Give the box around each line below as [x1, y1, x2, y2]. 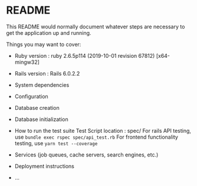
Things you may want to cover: [6, 41, 81, 48]
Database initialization [14, 116, 69, 123]
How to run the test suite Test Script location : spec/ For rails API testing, [14, 127, 192, 134]
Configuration [14, 93, 48, 100]
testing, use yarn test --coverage [14, 139, 98, 146]
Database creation [14, 104, 60, 111]
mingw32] [14, 58, 40, 66]
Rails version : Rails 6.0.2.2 [14, 70, 80, 77]
